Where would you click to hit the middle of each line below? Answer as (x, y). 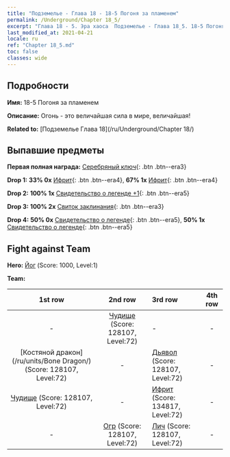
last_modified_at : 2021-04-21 (50, 33)
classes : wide (27, 58)
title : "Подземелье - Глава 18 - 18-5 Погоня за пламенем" (93, 13)
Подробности (38, 86)
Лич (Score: (171, 426)
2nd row (122, 300)
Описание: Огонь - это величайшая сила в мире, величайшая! (99, 115)
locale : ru (23, 39)
